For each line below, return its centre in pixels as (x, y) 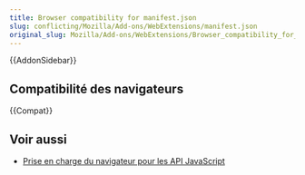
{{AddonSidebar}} (43, 61)
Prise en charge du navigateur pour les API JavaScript (123, 161)
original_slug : (38, 34)
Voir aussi (38, 139)
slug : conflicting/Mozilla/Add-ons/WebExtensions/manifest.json (133, 26)
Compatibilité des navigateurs (97, 88)
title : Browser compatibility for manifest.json (103, 18)
